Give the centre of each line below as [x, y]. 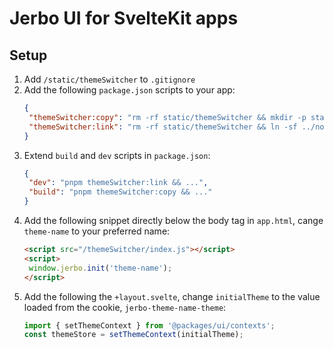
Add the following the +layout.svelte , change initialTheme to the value [172, 296]
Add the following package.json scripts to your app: [129, 90]
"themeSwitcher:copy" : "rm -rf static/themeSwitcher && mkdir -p [167, 117]
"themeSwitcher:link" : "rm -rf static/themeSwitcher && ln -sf [163, 127]
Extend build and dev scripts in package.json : [117, 155]
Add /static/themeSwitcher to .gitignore [109, 79]
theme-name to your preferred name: [97, 231]
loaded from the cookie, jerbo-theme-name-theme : [125, 307]
